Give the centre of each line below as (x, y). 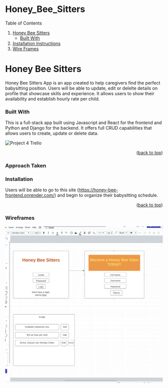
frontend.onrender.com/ (30, 195)
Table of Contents (24, 23)
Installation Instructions (36, 43)
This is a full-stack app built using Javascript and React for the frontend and (83, 123)
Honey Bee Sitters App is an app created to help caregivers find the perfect (83, 83)
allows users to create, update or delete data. (52, 133)
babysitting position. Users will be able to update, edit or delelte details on (81, 88)
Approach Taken (26, 166)
